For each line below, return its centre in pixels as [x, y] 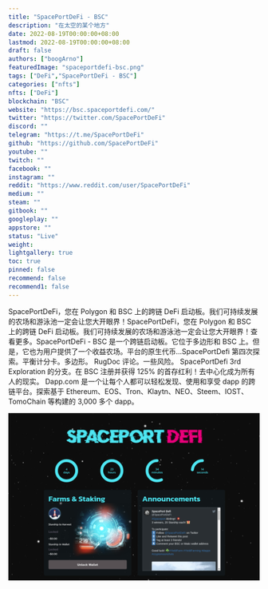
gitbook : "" [28, 211]
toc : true [25, 261]
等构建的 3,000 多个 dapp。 [93, 401]
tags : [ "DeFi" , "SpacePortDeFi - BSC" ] [73, 76]
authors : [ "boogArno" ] [46, 59]
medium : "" [26, 194]
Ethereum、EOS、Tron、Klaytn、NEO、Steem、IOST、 [157, 391]
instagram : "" [32, 177]
